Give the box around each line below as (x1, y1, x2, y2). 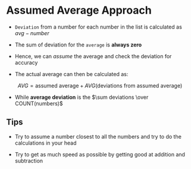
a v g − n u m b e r (14, 29, 49, 36)
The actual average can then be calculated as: (14, 70, 129, 77)
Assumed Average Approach (6, 4, 152, 17)
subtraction (14, 157, 43, 164)
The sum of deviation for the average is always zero (14, 41, 142, 48)
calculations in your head (14, 139, 77, 146)
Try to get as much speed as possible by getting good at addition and (14, 151, 186, 158)
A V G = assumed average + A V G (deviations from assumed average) (17, 82, 183, 89)
